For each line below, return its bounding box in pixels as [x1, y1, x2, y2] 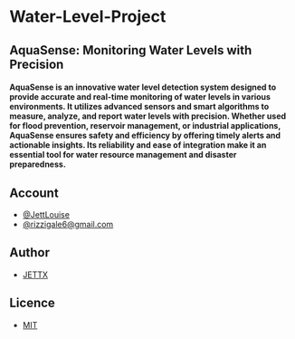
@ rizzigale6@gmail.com [22, 218, 114, 229]
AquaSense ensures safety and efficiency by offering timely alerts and [9, 130, 281, 141]
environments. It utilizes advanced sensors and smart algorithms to [9, 102, 270, 112]
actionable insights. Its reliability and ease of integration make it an [9, 140, 267, 150]
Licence [9, 295, 56, 311]
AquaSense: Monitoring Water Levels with [9, 43, 252, 58]
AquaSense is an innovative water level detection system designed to [9, 82, 277, 92]
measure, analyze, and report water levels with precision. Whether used [9, 111, 287, 121]
